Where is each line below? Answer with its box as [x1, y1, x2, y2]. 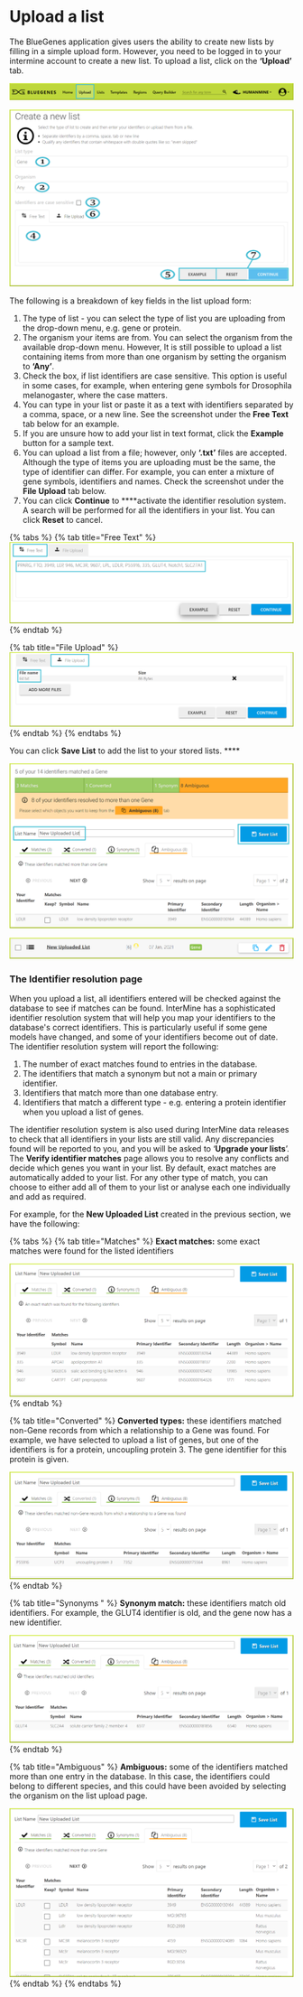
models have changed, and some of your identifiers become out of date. [9, 1031, 279, 1042]
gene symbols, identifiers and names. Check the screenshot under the [22, 476, 284, 487]
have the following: [9, 1218, 80, 1229]
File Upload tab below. [22, 485, 106, 496]
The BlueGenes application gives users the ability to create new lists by [9, 36, 275, 47]
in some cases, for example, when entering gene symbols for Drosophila [22, 379, 292, 390]
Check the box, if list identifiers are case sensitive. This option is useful [22, 370, 287, 381]
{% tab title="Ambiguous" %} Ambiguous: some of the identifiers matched [9, 1761, 289, 1772]
